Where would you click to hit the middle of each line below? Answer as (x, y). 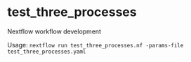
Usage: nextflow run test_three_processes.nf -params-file (95, 45)
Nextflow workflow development (54, 31)
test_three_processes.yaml (47, 52)
